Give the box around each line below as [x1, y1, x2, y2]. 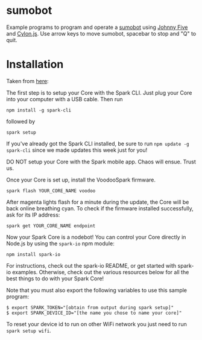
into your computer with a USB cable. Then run [6, 95, 123, 102]
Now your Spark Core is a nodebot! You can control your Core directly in [6, 233, 186, 241]
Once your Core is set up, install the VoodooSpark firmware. [6, 176, 156, 183]
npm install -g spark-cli [6, 107, 71, 113]
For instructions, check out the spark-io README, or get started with [6, 262, 177, 269]
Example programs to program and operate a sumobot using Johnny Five [6, 24, 188, 31]
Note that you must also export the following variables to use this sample [6, 286, 188, 294]
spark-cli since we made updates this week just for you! [6, 146, 148, 154]
